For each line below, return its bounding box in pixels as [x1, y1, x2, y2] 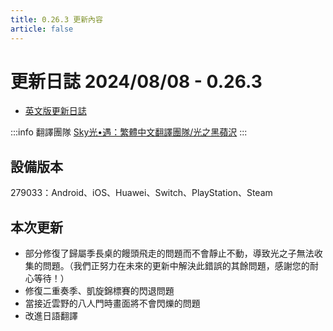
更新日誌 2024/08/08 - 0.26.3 [10, 70, 263, 93]
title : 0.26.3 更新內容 [10, 14, 103, 25]
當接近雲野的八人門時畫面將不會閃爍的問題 [24, 297, 201, 310]
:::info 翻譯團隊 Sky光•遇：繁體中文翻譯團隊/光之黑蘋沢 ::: [10, 126, 248, 138]
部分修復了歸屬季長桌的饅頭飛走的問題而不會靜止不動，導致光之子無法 [24, 247, 315, 260]
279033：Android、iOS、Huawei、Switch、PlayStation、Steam [10, 187, 273, 199]
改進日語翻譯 [24, 310, 78, 322]
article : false [10, 24, 74, 34]
